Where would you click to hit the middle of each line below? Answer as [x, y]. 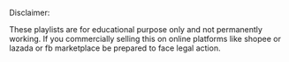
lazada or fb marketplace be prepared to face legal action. [115, 48]
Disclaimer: [30, 13]
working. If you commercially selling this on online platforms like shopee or [145, 39]
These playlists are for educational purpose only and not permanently [136, 29]
